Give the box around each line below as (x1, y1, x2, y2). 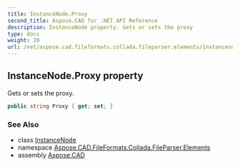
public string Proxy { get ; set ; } (7, 103, 114, 110)
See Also (7, 119, 39, 129)
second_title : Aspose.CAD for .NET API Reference (7, 17, 159, 24)
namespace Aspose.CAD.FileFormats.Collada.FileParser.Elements (17, 143, 211, 152)
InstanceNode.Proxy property (7, 70, 144, 82)
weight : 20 (7, 37, 40, 44)
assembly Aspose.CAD (17, 150, 86, 159)
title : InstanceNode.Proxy (7, 10, 88, 18)
